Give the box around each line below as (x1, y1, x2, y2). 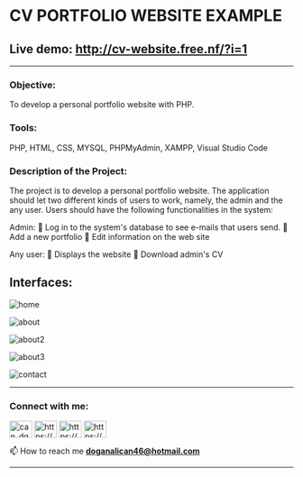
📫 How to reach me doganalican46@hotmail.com (9, 445, 200, 456)
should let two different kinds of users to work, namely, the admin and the (9, 195, 284, 206)
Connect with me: (9, 399, 89, 412)
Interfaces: (9, 275, 73, 290)
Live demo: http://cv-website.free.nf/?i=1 (9, 41, 248, 57)
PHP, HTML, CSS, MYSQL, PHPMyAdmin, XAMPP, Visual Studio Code (9, 142, 269, 153)
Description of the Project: (9, 164, 128, 177)
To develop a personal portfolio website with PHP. (9, 99, 195, 110)
